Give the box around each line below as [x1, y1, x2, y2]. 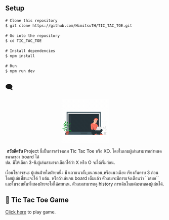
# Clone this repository [5, 18, 58, 23]
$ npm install [5, 53, 35, 59]
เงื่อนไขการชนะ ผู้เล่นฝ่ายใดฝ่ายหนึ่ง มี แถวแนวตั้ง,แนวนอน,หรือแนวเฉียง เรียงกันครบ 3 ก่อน [5, 169, 158, 176]
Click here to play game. [5, 209, 56, 215]
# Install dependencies [5, 48, 56, 53]
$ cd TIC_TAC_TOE [5, 38, 42, 43]
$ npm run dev [5, 68, 35, 74]
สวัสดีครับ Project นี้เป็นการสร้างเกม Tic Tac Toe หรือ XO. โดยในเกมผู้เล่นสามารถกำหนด [7, 148, 162, 154]
